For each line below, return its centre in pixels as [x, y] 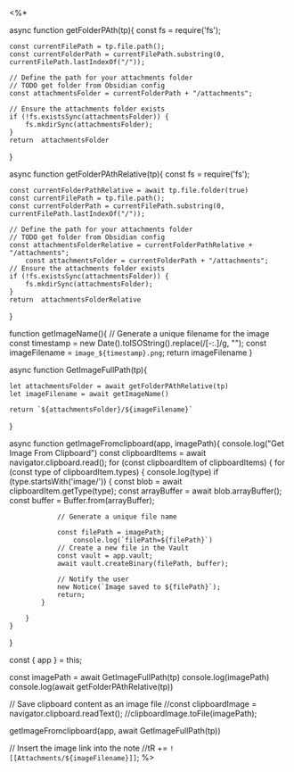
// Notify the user [93, 579]
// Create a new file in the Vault [123, 548]
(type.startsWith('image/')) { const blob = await [96, 481]
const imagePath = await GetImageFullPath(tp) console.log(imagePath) [139, 677]
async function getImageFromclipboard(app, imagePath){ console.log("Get [147, 444]
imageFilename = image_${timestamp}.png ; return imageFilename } [131, 353]
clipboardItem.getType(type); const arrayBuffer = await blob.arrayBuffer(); [146, 491]
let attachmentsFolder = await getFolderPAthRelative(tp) [119, 386]
